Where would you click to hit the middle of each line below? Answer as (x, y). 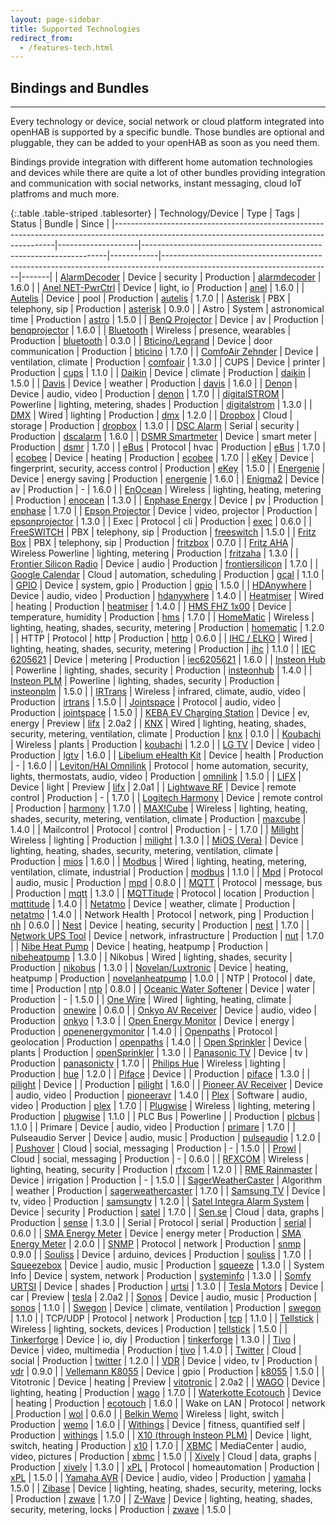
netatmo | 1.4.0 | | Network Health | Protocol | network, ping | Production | (162, 915)
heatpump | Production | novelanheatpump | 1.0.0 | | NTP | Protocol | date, (163, 978)
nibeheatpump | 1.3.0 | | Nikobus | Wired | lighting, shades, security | (151, 957)
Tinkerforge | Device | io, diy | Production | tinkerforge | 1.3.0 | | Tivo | (153, 1340)
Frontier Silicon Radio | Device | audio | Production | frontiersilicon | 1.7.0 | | (164, 564)
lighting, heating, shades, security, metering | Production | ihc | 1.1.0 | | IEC (163, 649)
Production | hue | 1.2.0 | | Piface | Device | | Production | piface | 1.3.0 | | (160, 1074)
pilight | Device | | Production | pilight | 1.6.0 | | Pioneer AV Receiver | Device (166, 1085)
